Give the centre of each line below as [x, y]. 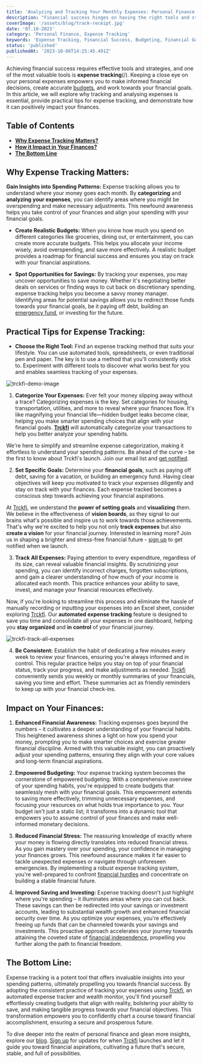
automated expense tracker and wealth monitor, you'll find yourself [89, 997]
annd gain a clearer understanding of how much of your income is [97, 577]
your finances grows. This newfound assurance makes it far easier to [100, 855]
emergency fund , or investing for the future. [69, 313]
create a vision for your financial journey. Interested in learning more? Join [99, 533]
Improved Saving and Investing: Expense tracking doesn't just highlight [104, 892]
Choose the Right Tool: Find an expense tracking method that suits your [104, 346]
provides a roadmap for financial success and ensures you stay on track [104, 256]
